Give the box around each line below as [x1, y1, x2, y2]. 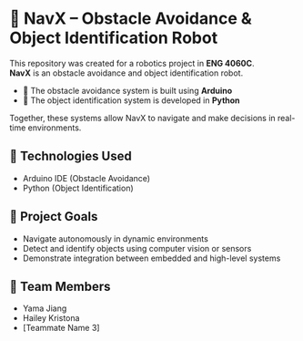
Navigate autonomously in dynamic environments [22, 232, 209, 244]
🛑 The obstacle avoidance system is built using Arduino [22, 85, 233, 96]
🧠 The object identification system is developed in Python [22, 95, 240, 106]
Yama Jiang [22, 303, 67, 314]
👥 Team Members [9, 278, 111, 294]
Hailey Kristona [22, 313, 80, 324]
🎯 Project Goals [9, 209, 98, 224]
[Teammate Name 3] [22, 323, 100, 334]
